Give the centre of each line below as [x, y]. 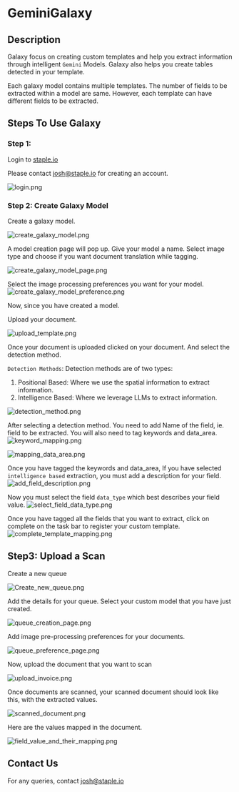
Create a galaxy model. [41, 221]
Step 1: [19, 144]
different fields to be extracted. [53, 101]
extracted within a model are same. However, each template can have [110, 93]
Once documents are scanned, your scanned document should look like [113, 692]
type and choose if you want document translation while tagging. [103, 256]
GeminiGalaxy [50, 13]
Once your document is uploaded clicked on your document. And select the [119, 347]
